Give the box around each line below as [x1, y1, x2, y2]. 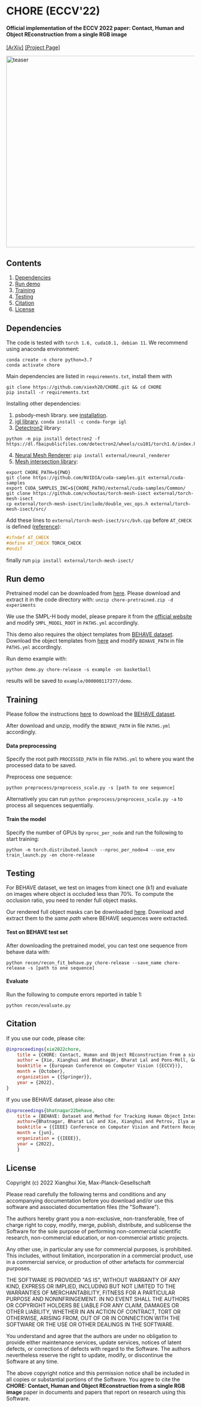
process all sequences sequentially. [6, 802, 95, 809]
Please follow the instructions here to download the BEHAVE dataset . [6, 710, 176, 718]
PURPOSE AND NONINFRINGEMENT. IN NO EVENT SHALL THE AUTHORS [6, 1295, 190, 1302]
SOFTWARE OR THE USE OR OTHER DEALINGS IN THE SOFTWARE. [6, 1321, 174, 1328]
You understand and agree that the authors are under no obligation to [6, 1332, 178, 1339]
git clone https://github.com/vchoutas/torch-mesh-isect [6, 491, 151, 497]
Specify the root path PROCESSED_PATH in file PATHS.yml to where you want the [6, 755, 194, 762]
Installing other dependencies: [6, 400, 81, 408]
